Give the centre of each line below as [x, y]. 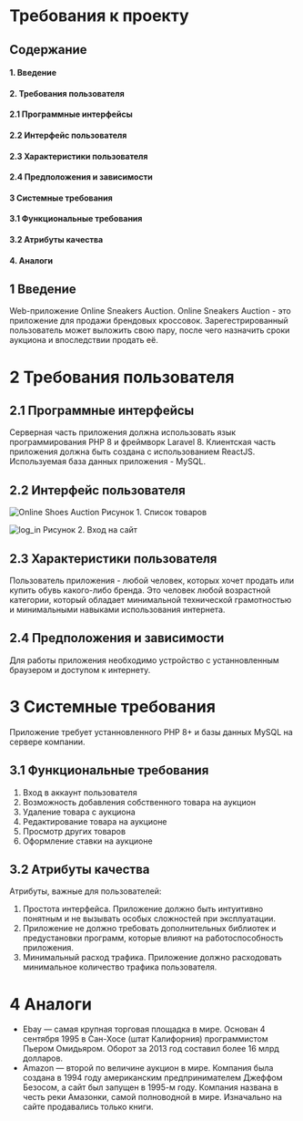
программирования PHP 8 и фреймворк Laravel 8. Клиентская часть [142, 442]
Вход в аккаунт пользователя [80, 792]
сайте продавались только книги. [88, 1107]
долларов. [43, 1058]
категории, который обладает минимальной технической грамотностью [151, 599]
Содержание [49, 50]
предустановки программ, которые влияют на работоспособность [153, 938]
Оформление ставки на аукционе [87, 841]
